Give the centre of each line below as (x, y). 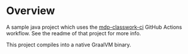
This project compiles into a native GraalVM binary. (69, 45)
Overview (31, 11)
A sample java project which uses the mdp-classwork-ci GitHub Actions (94, 27)
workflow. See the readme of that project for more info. (74, 33)
